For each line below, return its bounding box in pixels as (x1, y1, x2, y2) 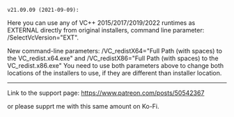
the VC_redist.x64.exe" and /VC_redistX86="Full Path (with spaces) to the (7, 54, 219, 62)
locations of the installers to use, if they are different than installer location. (7, 69, 222, 77)
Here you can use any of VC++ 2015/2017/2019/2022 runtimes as (7, 19, 196, 27)
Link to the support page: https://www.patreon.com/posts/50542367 (7, 89, 205, 97)
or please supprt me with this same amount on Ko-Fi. (7, 102, 159, 110)
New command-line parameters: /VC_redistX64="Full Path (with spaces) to (7, 47, 223, 55)
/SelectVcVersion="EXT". (7, 33, 79, 42)
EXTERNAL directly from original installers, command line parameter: (7, 26, 205, 34)
